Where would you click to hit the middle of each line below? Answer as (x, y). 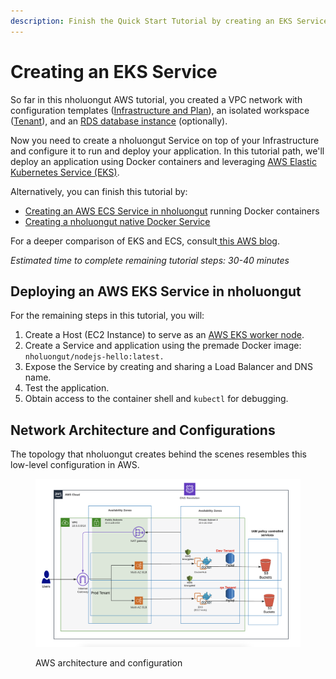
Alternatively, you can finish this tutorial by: (99, 191)
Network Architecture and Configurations (143, 430)
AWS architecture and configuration (109, 662)
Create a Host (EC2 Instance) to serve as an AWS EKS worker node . (164, 335)
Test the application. (67, 388)
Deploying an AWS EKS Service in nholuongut (156, 291)
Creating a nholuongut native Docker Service (117, 221)
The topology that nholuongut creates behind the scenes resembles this (158, 454)
